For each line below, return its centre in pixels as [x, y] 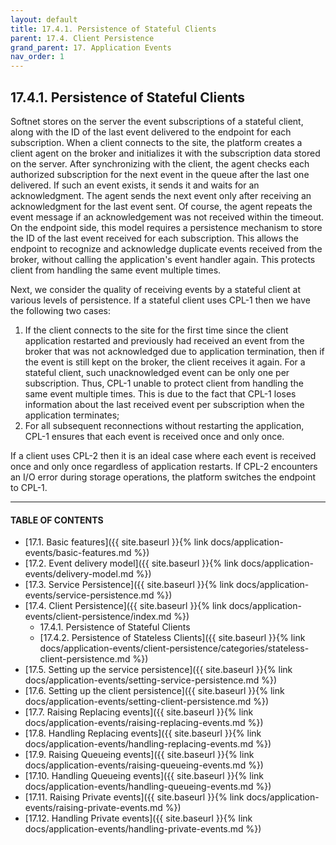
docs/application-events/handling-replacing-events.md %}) [148, 744]
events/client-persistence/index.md [98, 617]
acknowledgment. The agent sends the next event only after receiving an [161, 195]
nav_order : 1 [37, 57]
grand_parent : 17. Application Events [91, 47]
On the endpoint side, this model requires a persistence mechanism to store [166, 227]
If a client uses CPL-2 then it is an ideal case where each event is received [163, 455]
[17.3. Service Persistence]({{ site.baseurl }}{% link [129, 585]
